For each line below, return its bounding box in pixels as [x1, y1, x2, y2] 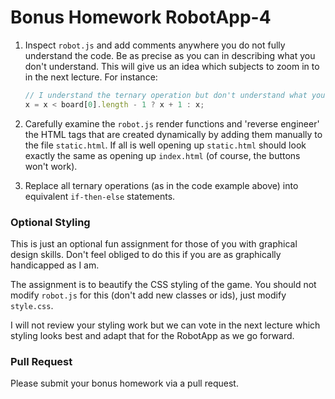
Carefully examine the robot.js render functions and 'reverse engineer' [24, 117, 320, 130]
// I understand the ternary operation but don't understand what [24, 90, 308, 100]
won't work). [24, 160, 78, 172]
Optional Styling [10, 215, 91, 229]
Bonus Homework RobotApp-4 [10, 6, 272, 29]
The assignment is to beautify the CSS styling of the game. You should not [10, 278, 317, 290]
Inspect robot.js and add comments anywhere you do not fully [24, 39, 286, 51]
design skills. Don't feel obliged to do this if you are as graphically [10, 248, 282, 260]
